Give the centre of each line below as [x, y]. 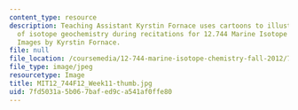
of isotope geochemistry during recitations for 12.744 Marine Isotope [153, 34]
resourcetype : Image [47, 75]
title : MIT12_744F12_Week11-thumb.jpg [81, 83]
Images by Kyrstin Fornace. [69, 42]
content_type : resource [53, 17]
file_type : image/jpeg [51, 67]
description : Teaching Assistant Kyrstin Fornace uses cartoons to [137, 26]
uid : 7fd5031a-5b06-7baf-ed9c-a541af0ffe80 [91, 91]
